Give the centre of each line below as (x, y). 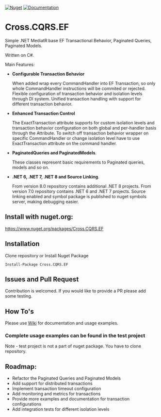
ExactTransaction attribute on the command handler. (64, 143)
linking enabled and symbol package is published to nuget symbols (79, 196)
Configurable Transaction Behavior (48, 74)
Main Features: (20, 64)
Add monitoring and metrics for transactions (56, 394)
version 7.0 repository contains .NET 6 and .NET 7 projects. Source (79, 191)
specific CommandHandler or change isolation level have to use (76, 138)
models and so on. (31, 167)
